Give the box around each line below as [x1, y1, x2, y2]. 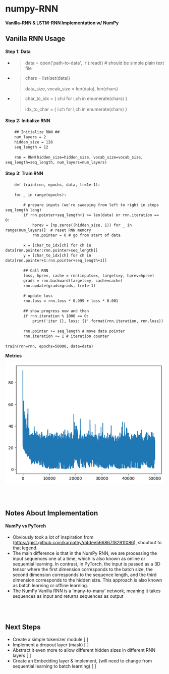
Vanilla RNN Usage [5, 34, 66, 43]
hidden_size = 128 [14, 139, 53, 144]
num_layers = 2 [14, 134, 46, 139]
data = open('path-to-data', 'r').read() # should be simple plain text [25, 60, 164, 66]
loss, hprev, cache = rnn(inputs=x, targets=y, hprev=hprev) [23, 273, 155, 278]
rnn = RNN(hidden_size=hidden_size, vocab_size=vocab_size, [14, 154, 143, 160]
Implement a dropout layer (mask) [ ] [12, 642, 89, 648]
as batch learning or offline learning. [12, 582, 88, 588]
